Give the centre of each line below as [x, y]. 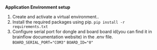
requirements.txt [30, 27]
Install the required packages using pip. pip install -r [68, 22]
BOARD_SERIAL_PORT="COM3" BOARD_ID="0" [53, 43]
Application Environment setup [38, 7]
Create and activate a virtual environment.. [56, 17]
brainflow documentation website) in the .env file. [63, 37]
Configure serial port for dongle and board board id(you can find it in [82, 31]
